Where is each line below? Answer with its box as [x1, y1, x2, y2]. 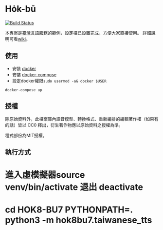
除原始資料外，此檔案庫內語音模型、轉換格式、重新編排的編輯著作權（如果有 [5, 116, 159, 122]
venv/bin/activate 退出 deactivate [5, 182, 144, 193]
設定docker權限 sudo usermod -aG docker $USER [12, 78, 107, 84]
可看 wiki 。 [9, 36, 30, 42]
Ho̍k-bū [5, 3, 36, 15]
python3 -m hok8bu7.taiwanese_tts [5, 215, 152, 226]
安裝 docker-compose [12, 71, 57, 78]
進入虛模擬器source [5, 169, 85, 181]
